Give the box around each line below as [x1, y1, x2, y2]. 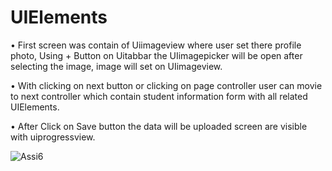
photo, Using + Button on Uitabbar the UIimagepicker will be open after [10, 49, 303, 61]
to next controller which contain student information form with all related [10, 90, 308, 102]
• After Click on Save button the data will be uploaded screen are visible [10, 120, 308, 132]
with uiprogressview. [10, 131, 96, 143]
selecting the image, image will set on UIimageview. [10, 60, 223, 72]
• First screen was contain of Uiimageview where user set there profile [10, 39, 302, 51]
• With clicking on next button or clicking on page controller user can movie [10, 79, 323, 91]
